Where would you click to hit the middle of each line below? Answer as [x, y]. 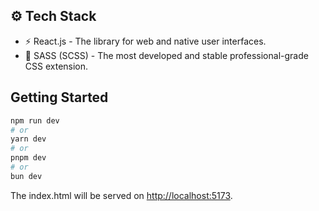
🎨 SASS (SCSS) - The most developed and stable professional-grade [166, 55]
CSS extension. [56, 66]
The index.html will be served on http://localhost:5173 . [121, 195]
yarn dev [28, 139]
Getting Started [59, 97]
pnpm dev [28, 158]
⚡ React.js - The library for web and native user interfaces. [145, 41]
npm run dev [35, 120]
